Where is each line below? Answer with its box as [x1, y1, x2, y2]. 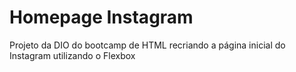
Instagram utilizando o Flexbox [9, 49, 136, 61]
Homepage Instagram [9, 6, 194, 29]
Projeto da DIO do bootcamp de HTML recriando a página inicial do [9, 39, 286, 51]
